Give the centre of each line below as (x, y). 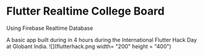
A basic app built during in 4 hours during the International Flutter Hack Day (102, 40)
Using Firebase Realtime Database (50, 28)
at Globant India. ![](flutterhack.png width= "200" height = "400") (89, 46)
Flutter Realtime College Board (86, 11)
